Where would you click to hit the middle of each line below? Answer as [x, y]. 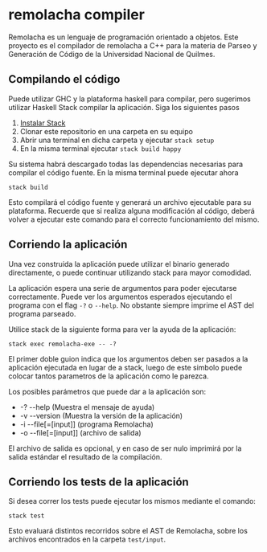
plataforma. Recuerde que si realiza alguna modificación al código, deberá [131, 211]
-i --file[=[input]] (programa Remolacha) [87, 424]
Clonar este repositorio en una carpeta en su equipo [106, 131]
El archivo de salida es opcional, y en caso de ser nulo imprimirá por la [125, 448]
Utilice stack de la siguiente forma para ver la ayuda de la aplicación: [122, 329]
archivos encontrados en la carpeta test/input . [87, 539]
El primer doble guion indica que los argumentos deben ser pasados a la [128, 358]
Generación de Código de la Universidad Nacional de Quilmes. [112, 54]
